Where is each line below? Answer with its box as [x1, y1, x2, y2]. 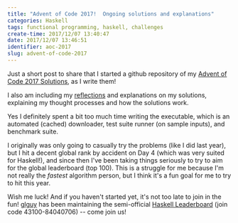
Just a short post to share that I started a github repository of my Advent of [7, 69, 227, 78]
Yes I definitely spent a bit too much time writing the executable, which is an [7, 111, 230, 121]
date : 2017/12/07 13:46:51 [7, 37, 87, 44]
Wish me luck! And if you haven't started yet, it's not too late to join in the [7, 192, 222, 201]
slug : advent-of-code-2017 [7, 50, 87, 58]
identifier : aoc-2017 [7, 43, 72, 50]
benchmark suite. [7, 127, 59, 136]
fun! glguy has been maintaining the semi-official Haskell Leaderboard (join [7, 200, 228, 208]
